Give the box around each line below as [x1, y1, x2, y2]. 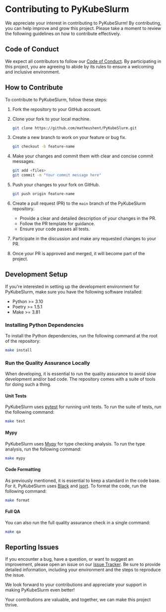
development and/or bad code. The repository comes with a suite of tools [5, 376, 156, 382]
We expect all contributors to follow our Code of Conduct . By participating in [5, 58, 162, 64]
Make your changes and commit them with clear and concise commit [12, 153, 154, 159]
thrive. [5, 602, 18, 608]
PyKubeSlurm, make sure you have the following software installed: [5, 289, 143, 295]
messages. [12, 158, 35, 164]
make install [5, 348, 32, 353]
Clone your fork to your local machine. [12, 116, 91, 122]
